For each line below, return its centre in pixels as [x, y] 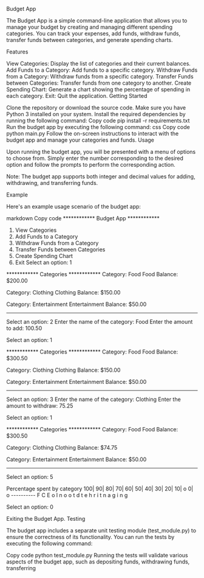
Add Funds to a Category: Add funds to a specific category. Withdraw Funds [102, 70]
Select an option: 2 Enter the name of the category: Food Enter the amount [100, 322]
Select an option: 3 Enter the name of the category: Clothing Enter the [93, 399]
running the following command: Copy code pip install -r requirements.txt [98, 120]
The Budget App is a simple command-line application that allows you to [97, 20]
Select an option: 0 [30, 507]
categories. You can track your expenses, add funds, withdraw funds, [93, 33]
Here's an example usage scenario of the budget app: [74, 207]
